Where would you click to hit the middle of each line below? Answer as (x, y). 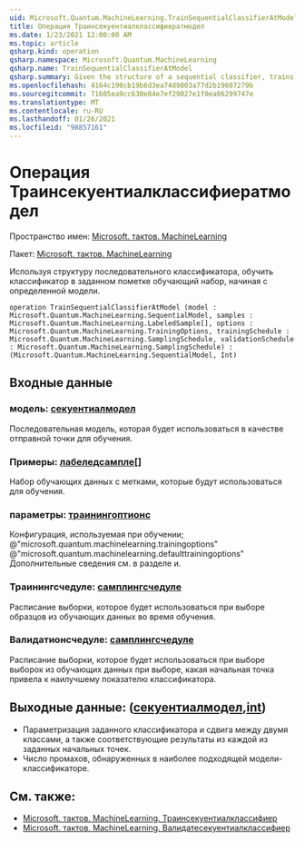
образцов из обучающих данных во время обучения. (113, 616)
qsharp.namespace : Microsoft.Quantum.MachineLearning (113, 60)
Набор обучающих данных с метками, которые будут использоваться (146, 481)
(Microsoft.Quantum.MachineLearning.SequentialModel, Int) (123, 355)
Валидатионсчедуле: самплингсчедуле (102, 639)
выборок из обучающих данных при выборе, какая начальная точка (142, 669)
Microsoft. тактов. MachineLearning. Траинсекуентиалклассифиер (150, 818)
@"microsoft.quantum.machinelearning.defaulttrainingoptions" (127, 554)
